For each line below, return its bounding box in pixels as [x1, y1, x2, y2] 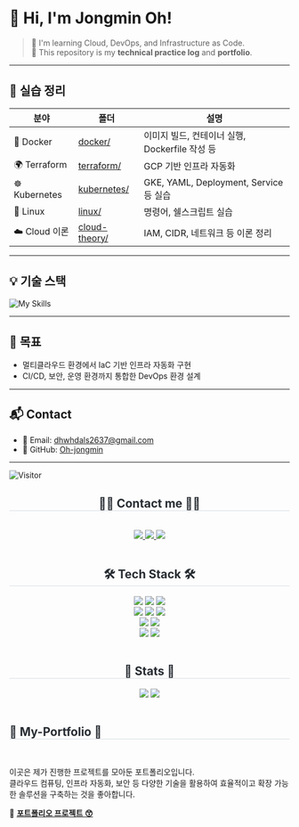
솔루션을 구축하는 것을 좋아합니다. [18, 789, 135, 800]
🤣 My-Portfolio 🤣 [9, 725, 102, 740]
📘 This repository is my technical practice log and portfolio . [30, 46, 253, 57]
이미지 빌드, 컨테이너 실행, [143, 129, 246, 142]
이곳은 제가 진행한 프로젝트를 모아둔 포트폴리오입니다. [9, 766, 195, 778]
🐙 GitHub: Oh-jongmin [21, 445, 104, 455]
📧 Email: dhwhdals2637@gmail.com [21, 435, 154, 446]
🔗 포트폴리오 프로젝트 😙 [9, 808, 93, 819]
